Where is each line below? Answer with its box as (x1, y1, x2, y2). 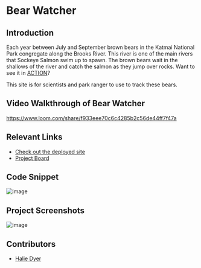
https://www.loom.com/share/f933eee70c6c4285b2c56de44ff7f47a (6, 114, 177, 121)
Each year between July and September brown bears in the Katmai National (6, 43, 195, 51)
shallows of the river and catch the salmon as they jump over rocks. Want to (6, 63, 195, 70)
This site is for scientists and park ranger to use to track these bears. (6, 81, 178, 88)
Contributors (6, 239, 56, 249)
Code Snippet (6, 172, 59, 182)
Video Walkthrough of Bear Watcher (6, 98, 145, 109)
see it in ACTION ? (6, 69, 50, 76)
